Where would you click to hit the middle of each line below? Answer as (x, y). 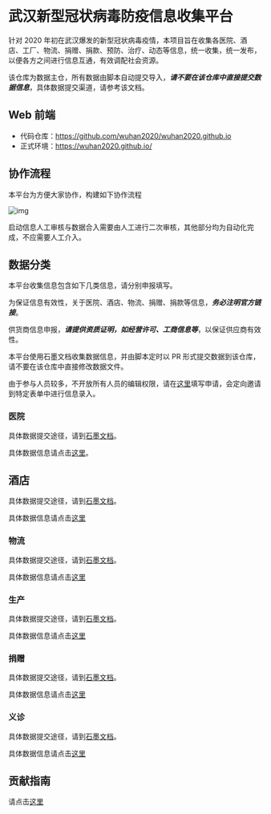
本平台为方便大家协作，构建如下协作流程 (75, 194)
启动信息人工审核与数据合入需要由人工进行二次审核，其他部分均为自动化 (127, 227)
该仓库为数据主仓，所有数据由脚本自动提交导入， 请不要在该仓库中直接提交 (131, 77)
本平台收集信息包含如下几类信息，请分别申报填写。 (93, 286)
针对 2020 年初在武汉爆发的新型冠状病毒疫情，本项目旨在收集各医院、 (124, 40)
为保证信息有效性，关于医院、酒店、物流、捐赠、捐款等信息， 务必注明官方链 (135, 302)
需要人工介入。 (61, 237)
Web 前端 (32, 115)
